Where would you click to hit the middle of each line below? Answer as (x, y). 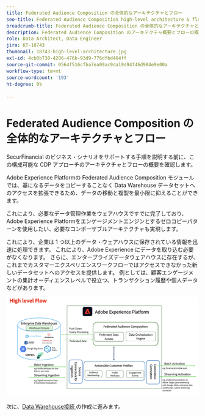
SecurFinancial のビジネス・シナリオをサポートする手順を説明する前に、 (98, 157)
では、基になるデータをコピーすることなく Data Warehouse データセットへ (101, 185)
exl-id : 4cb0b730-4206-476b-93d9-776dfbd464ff (67, 58)
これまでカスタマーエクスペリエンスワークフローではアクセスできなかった (99, 265)
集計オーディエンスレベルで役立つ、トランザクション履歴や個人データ (110, 280)
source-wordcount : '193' (38, 78)
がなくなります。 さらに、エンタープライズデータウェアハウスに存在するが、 (103, 257)
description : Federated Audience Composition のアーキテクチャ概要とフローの (100, 32)
